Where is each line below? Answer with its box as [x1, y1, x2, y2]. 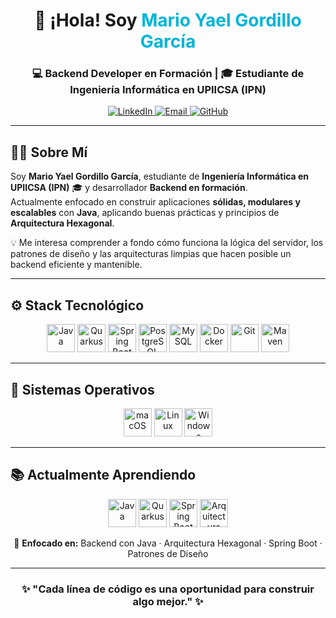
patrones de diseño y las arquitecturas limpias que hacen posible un [10, 248, 292, 260]
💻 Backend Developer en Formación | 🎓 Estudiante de [31, 67, 305, 81]
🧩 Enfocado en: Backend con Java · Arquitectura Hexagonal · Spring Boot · [13, 537, 323, 549]
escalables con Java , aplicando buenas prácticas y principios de [10, 207, 280, 219]
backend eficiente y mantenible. [10, 259, 143, 271]
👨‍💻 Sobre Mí [10, 144, 88, 161]
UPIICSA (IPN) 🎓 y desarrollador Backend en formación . [10, 182, 248, 194]
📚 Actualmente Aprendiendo [10, 467, 197, 484]
